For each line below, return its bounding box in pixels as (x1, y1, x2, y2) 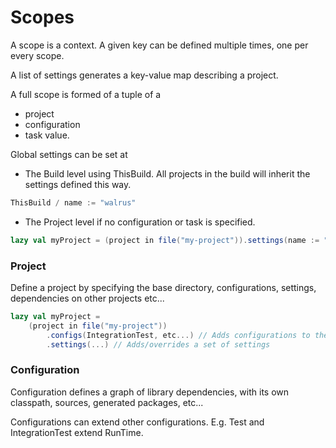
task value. (24, 129, 70, 141)
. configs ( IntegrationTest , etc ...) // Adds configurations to (46, 330, 311, 340)
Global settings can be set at (10, 148, 128, 160)
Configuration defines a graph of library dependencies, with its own (10, 386, 290, 398)
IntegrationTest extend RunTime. (10, 426, 144, 438)
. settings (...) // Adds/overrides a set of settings (46, 339, 271, 350)
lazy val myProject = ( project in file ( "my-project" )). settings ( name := (10, 235, 320, 245)
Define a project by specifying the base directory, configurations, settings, (10, 281, 317, 293)
